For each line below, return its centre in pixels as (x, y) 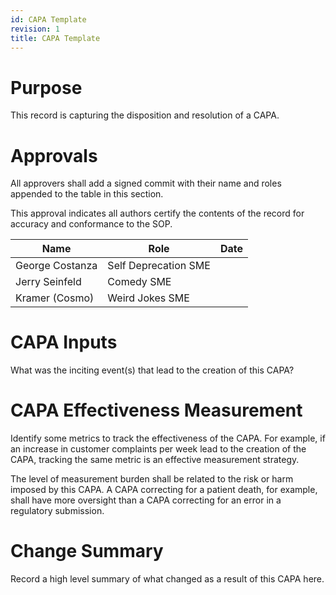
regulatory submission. (57, 511)
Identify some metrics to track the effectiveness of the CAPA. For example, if (168, 438)
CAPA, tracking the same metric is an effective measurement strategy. (155, 460)
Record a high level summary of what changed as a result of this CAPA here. (167, 579)
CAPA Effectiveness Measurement (156, 410)
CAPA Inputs (64, 342)
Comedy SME (139, 282)
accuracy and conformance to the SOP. (91, 224)
